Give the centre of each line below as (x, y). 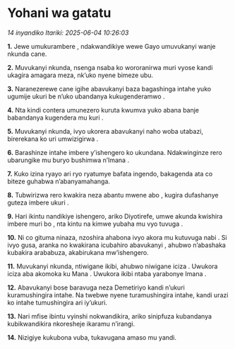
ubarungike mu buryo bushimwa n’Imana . (68, 160)
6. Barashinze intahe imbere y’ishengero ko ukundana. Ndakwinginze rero (115, 152)
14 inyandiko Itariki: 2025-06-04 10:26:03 (68, 33)
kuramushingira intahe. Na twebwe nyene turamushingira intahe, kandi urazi (118, 294)
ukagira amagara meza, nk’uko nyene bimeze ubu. (80, 75)
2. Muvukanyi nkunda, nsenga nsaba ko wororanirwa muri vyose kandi (110, 67)
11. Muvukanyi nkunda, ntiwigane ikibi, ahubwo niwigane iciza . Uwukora (113, 266)
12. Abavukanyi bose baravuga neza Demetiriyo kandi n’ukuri (96, 287)
